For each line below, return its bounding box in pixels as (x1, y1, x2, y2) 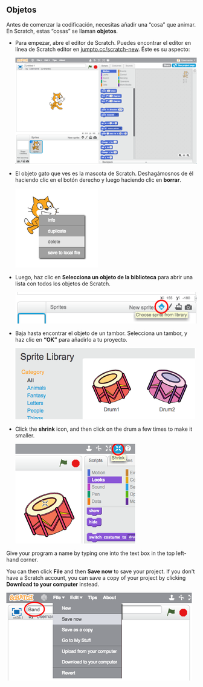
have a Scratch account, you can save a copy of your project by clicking (6, 574, 186, 581)
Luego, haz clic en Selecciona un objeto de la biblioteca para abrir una (14, 274, 193, 281)
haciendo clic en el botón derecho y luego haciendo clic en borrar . (14, 176, 181, 184)
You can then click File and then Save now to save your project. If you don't (6, 568, 195, 575)
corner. (20, 556, 38, 563)
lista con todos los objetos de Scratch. (14, 280, 111, 287)
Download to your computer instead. (6, 580, 100, 588)
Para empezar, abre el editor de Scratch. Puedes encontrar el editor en (14, 39, 192, 46)
